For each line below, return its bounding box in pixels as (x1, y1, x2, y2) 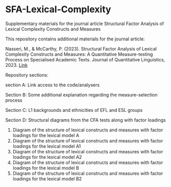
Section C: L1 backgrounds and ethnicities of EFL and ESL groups (5, 107, 143, 113)
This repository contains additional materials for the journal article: (5, 36, 145, 42)
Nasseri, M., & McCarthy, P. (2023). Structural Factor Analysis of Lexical (5, 45, 157, 52)
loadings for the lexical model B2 (12, 175, 82, 182)
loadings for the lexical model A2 (12, 154, 82, 160)
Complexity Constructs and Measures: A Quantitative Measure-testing (5, 51, 153, 57)
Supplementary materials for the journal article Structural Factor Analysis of (5, 20, 164, 27)
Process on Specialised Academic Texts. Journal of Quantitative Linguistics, (5, 56, 165, 62)
